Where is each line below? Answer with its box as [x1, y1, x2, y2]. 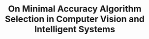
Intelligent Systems [34, 24, 116, 35]
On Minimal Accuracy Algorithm [8, 3, 142, 14]
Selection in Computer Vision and [4, 13, 145, 25]
